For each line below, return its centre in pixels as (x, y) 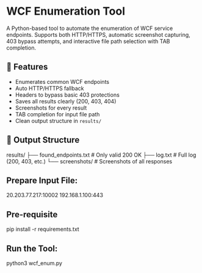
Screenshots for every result (51, 108)
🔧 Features (27, 67)
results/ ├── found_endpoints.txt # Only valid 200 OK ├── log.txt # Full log (101, 155)
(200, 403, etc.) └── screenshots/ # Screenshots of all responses (89, 161)
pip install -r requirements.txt (43, 229)
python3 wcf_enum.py (34, 263)
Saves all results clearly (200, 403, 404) (66, 101)
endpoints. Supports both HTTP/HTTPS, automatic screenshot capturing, (98, 34)
